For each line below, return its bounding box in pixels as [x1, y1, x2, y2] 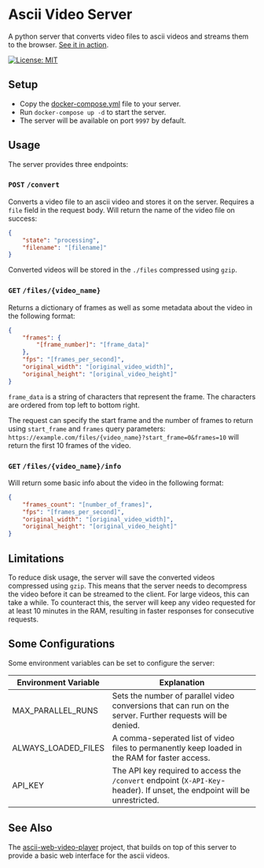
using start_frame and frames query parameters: [8, 424, 166, 433]
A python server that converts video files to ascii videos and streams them [8, 32, 249, 41]
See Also [8, 822, 53, 835]
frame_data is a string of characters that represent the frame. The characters [8, 391, 256, 401]
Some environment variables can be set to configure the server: [8, 658, 214, 667]
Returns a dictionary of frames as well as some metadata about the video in [8, 302, 253, 312]
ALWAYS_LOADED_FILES [12, 742, 104, 753]
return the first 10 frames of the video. [8, 440, 131, 450]
